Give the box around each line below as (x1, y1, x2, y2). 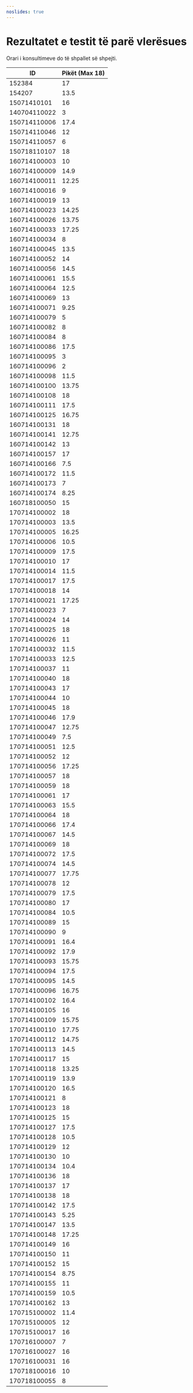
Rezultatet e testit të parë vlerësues (6, 34, 187, 48)
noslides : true (6, 8, 44, 15)
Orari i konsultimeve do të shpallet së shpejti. (6, 55, 117, 62)
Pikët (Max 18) (62, 68, 105, 77)
